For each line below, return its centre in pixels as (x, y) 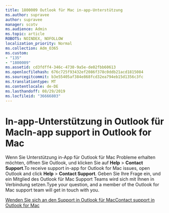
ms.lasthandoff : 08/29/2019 (35, 91)
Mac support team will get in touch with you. (52, 190)
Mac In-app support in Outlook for (78, 132)
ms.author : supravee (27, 15)
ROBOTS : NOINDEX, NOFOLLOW (34, 39)
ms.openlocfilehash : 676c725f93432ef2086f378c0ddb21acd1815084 (74, 72)
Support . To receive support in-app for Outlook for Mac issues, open (78, 168)
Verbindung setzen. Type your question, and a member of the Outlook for (82, 185)
